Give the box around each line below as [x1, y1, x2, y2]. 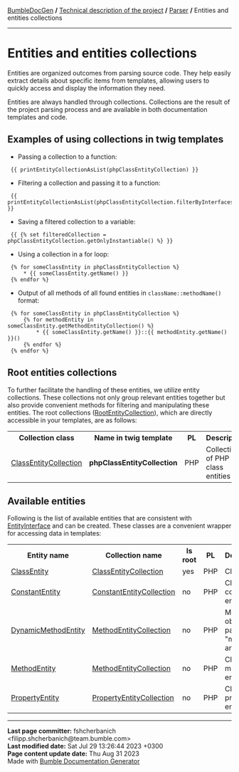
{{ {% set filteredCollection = [10, 231, 107, 238]
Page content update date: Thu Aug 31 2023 [7, 749, 140, 758]
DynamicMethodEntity [11, 625, 85, 635]
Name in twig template [94, 432, 173, 442]
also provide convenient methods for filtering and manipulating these [7, 400, 210, 409]
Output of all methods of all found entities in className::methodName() [17, 288, 222, 297]
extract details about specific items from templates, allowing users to [7, 76, 210, 85]
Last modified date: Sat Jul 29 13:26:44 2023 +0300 [7, 742, 164, 751]
